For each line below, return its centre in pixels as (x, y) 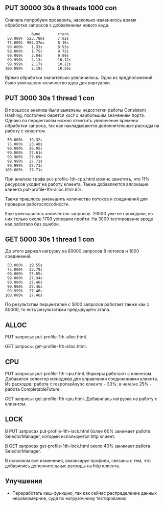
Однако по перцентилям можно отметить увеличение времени (72, 120)
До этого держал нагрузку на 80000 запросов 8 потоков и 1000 (72, 251)
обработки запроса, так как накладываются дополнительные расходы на (82, 126)
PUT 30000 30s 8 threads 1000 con (61, 8)
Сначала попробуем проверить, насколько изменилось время (71, 20)
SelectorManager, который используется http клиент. (60, 436)
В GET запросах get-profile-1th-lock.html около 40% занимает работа (78, 446)
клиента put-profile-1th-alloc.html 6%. (44, 189)
